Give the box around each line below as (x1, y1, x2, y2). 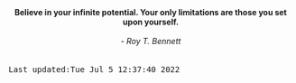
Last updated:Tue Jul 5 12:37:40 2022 (8, 65, 180, 74)
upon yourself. (122, 16, 180, 27)
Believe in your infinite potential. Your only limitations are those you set (14, 7, 288, 17)
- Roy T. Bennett (120, 36, 181, 46)
